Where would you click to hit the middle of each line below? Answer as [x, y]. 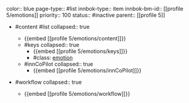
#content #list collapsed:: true [52, 27]
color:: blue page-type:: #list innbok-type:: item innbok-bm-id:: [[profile [95, 9]
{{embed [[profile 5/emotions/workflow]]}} [77, 94]
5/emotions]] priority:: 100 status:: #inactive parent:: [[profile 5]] [86, 15]
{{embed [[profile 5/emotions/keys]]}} [80, 51]
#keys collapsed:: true [52, 45]
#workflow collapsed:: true [48, 82]
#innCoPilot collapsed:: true [59, 64]
